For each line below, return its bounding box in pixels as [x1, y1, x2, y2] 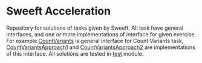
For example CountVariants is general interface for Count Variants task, [6, 37, 184, 44]
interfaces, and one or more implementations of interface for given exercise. [6, 30, 197, 38]
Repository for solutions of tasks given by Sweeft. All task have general [6, 24, 184, 31]
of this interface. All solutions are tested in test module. [6, 50, 144, 57]
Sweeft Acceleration [6, 4, 111, 18]
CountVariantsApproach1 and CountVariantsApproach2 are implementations [6, 44, 195, 51]
